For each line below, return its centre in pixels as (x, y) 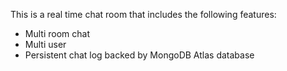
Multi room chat (57, 33)
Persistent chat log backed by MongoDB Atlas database (139, 55)
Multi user (45, 44)
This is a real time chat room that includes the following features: (143, 14)
